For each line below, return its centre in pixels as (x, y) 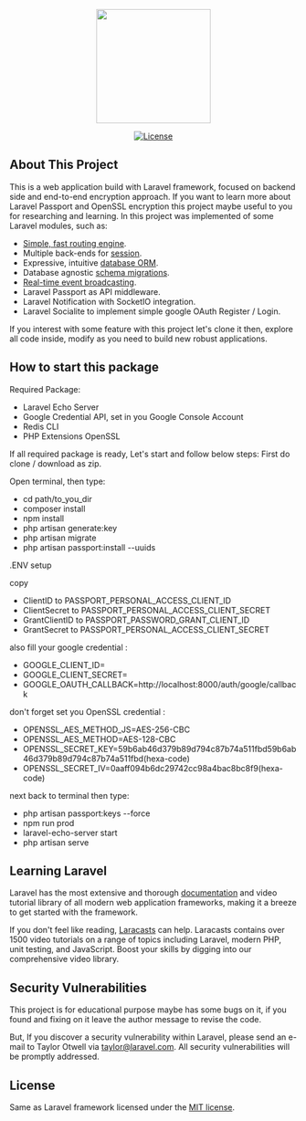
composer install (54, 508)
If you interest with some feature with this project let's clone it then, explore (152, 329)
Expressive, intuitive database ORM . (90, 262)
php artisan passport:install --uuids (89, 547)
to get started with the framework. (74, 912)
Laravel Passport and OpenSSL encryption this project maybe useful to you (151, 206)
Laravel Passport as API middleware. (92, 291)
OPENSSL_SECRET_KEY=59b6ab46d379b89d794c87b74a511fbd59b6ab (159, 749)
